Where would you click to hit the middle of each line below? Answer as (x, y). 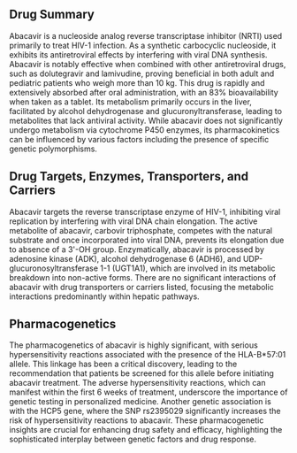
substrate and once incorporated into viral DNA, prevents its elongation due (147, 240)
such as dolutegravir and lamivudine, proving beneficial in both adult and (142, 73)
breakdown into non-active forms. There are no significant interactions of (143, 277)
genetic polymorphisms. (53, 149)
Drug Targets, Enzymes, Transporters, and (129, 177)
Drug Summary (52, 15)
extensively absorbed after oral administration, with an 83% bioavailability (144, 92)
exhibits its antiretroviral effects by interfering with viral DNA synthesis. (138, 54)
